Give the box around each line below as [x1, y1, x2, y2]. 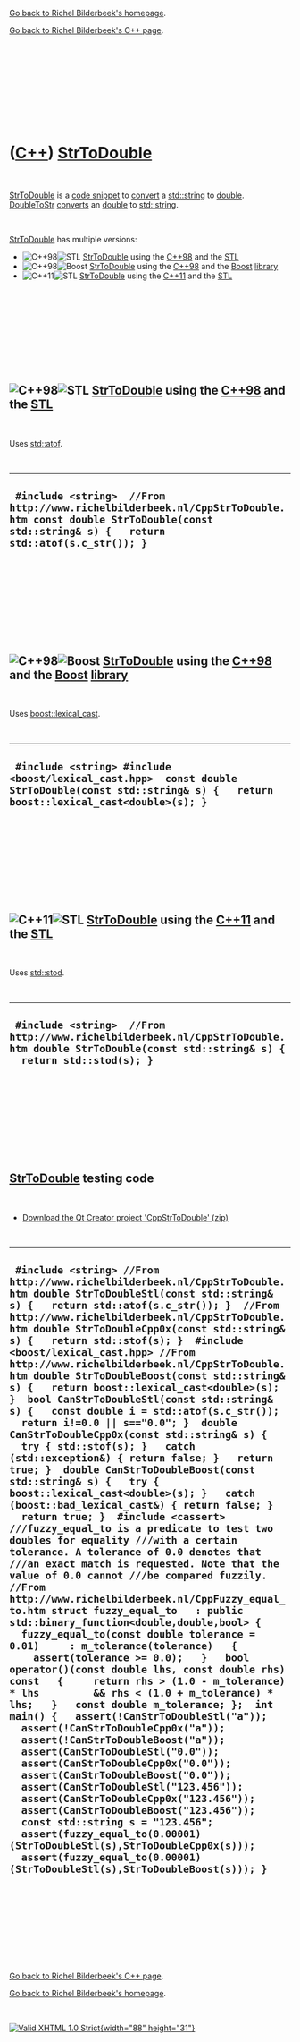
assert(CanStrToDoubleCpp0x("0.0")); [21, 1757, 232, 1770]
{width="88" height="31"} [99, 2022, 196, 2034]
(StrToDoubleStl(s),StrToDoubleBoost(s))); [9, 1863, 256, 1876]
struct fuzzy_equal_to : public [51, 1604, 244, 1618]
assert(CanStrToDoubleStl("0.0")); [21, 1745, 220, 1758]
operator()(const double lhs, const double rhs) [9, 1663, 286, 1676]
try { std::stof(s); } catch [21, 1440, 196, 1453]
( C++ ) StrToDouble [9, 143, 153, 164]
